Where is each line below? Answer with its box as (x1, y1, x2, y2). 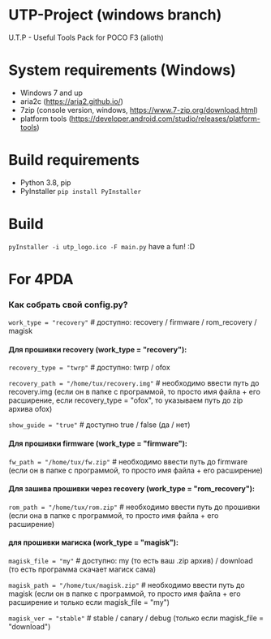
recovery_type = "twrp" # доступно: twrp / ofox (8, 363, 170, 373)
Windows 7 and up (19, 88, 84, 97)
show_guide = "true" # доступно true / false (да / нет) (8, 420, 191, 430)
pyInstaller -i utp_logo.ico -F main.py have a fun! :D (8, 241, 196, 251)
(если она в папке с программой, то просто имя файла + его (8, 510, 219, 520)
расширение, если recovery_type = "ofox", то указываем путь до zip (8, 395, 243, 405)
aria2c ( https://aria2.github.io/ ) (19, 96, 124, 106)
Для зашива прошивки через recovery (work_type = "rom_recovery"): (8, 484, 256, 494)
